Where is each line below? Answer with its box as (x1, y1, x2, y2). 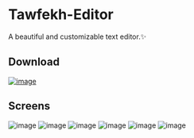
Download (8, 56, 60, 69)
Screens (8, 99, 50, 113)
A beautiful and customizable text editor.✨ (8, 32, 147, 41)
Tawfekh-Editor (8, 6, 114, 24)
